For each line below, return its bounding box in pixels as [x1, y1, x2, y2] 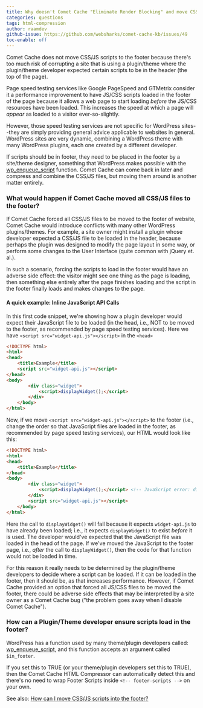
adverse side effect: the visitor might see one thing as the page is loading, [6, 272, 191, 279]
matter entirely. [6, 179, 44, 186]
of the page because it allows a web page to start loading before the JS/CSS [6, 98, 197, 105]
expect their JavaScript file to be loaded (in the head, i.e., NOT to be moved [6, 319, 195, 326]
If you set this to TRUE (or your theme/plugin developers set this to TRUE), [6, 664, 192, 671]
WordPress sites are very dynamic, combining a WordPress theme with [6, 135, 183, 142]
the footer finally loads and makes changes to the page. [6, 285, 145, 293]
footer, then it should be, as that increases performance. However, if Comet [6, 577, 195, 584]
